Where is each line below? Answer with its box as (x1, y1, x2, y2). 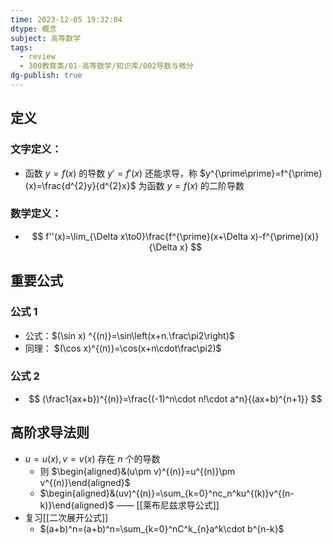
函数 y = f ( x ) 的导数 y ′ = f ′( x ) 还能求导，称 (24, 167, 198, 179)
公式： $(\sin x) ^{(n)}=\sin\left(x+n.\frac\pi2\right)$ (24, 329, 235, 341)
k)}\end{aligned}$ (39, 499, 115, 511)
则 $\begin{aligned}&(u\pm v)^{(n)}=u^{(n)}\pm (39, 465, 236, 477)
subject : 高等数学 (10, 33, 82, 43)
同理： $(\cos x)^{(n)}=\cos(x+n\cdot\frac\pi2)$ (24, 342, 222, 354)
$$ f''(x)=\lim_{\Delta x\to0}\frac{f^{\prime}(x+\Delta (31, 230, 249, 242)
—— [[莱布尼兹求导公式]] (116, 499, 220, 511)
